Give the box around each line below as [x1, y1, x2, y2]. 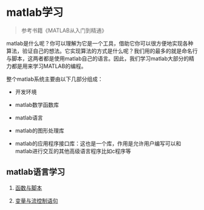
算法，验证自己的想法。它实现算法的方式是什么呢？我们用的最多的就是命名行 [6, 47, 198, 55]
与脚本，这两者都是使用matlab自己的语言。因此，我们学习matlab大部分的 [6, 55, 189, 62]
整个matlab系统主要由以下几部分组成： [6, 75, 103, 83]
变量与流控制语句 [15, 197, 58, 204]
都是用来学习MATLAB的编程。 [11, 62, 87, 70]
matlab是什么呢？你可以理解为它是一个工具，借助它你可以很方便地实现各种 [6, 39, 194, 47]
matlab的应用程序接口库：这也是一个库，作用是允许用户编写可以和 [15, 140, 182, 147]
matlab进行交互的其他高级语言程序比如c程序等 [15, 147, 132, 155]
